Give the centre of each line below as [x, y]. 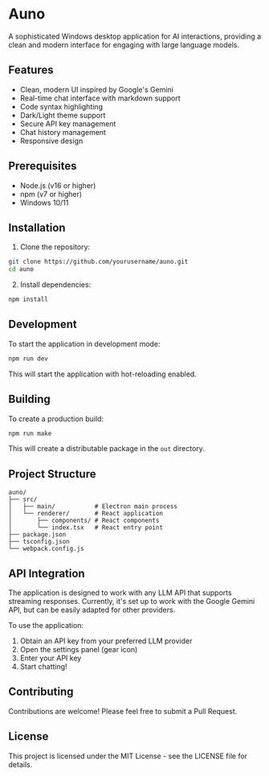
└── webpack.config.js [46, 549]
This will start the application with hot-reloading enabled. [102, 374]
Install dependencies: [55, 285]
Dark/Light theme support [63, 115]
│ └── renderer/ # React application [86, 514]
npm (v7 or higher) [51, 194]
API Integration [47, 573]
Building [29, 399]
